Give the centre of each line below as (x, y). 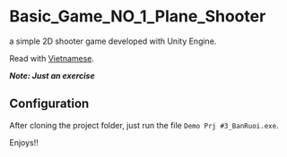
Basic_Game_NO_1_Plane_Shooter (138, 17)
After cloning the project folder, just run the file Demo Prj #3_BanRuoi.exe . (144, 125)
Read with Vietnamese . (52, 58)
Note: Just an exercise (52, 75)
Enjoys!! (24, 142)
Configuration (49, 104)
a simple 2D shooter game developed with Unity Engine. (113, 41)
